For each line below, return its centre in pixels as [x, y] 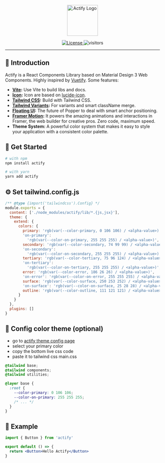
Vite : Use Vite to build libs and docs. [49, 89]
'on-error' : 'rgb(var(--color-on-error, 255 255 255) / [81, 276]
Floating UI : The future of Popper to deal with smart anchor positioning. [85, 111]
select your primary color [38, 346]
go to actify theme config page [43, 341]
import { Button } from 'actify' [39, 438]
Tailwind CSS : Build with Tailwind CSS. [52, 100]
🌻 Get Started [26, 147]
